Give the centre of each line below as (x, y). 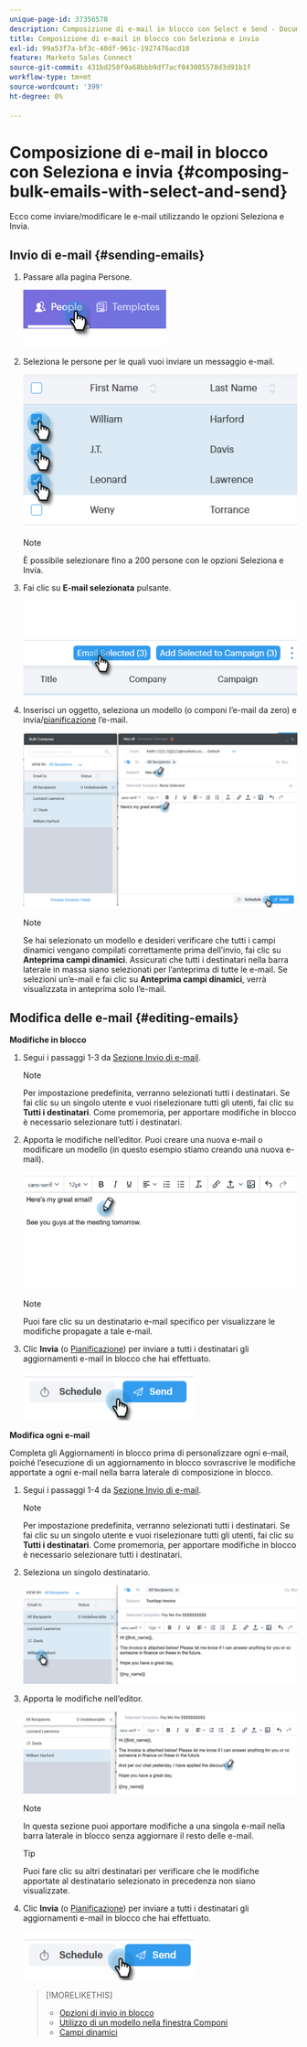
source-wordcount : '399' (57, 87)
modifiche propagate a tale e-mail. (88, 1331)
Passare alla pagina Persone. (77, 277)
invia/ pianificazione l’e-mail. (75, 720)
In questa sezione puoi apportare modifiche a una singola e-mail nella (154, 1826)
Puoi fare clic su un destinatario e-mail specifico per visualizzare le (149, 1322)
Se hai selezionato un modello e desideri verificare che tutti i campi (149, 941)
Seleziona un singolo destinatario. (86, 1573)
